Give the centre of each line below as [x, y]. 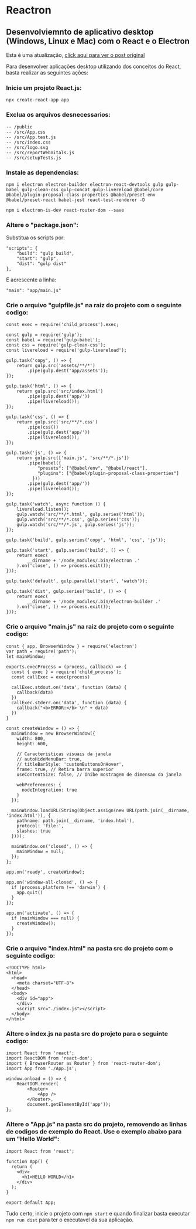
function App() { [27, 1162]
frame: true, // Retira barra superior [65, 769]
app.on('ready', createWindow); [45, 872]
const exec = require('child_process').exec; [62, 325]
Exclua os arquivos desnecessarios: [59, 115]
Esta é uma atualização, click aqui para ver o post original [75, 55]
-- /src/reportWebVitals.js [40, 152]
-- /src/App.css [26, 132]
